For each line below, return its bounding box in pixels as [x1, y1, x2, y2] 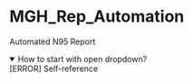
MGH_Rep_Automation [9, 6, 185, 27]
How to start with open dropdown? [17, 53, 148, 64]
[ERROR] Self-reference [9, 63, 98, 74]
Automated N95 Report [9, 36, 96, 47]
